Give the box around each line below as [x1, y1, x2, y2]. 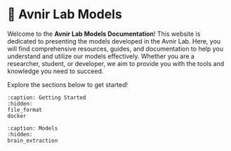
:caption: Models [7, 124, 58, 132]
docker [7, 112, 27, 119]
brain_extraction [7, 137, 58, 144]
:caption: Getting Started [7, 94, 86, 101]
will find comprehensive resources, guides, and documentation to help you [7, 44, 223, 53]
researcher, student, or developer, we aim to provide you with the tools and [7, 59, 225, 67]
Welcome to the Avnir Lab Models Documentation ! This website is [7, 29, 201, 38]
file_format [7, 106, 42, 113]
